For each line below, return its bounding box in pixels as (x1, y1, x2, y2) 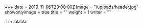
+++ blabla (4, 19, 27, 24)
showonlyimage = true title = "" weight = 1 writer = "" (4, 9, 112, 15)
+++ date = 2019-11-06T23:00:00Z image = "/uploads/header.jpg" (4, 4, 139, 10)
